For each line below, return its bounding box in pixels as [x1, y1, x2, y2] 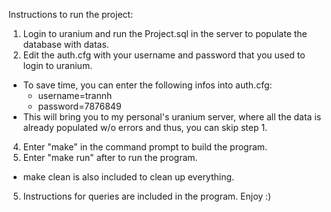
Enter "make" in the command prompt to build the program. [22, 141, 268, 153]
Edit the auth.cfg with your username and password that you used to [22, 49, 306, 61]
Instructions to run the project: [8, 9, 134, 20]
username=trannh [37, 90, 113, 101]
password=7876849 [37, 100, 122, 112]
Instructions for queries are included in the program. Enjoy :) [22, 190, 272, 202]
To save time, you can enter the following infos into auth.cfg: [22, 79, 273, 91]
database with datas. [22, 39, 110, 50]
